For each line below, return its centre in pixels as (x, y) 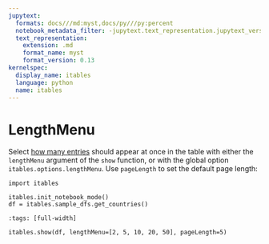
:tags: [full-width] (43, 218)
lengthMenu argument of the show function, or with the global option (118, 160)
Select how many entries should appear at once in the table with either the (131, 152)
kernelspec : (28, 68)
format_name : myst (53, 53)
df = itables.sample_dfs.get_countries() (78, 205)
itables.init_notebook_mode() (59, 198)
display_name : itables (53, 75)
